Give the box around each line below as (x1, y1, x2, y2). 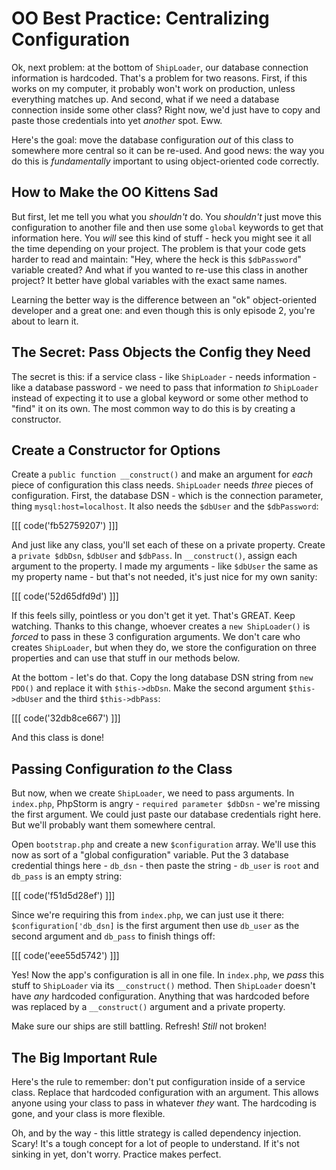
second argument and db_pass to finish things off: (11, 930, 216, 942)
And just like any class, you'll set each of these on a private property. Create (11, 539, 326, 551)
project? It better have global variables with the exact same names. (11, 274, 288, 286)
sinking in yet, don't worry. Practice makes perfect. (11, 1148, 222, 1160)
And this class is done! (11, 732, 105, 744)
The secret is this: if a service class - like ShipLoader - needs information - (11, 370, 318, 382)
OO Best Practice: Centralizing (11, 7, 270, 30)
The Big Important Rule (11, 1049, 158, 1066)
